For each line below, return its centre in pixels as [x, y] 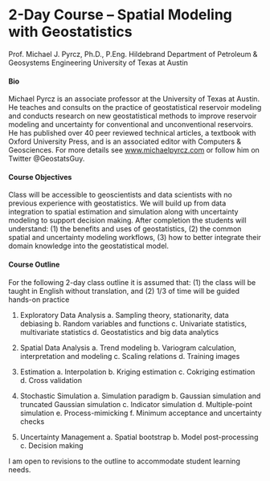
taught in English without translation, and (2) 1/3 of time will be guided [124, 291]
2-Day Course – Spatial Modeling [121, 15]
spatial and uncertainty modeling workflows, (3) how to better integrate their [135, 238]
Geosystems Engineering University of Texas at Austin [98, 63]
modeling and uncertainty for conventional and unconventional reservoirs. [131, 124]
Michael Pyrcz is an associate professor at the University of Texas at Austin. [134, 99]
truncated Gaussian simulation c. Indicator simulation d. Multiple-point [136, 404]
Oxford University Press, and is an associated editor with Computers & [125, 141]
